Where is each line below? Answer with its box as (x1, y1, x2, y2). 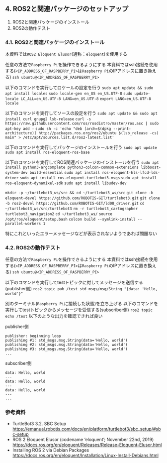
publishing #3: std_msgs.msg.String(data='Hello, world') (5, 347, 128, 352)
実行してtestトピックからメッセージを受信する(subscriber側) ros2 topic (5, 307, 153, 313)
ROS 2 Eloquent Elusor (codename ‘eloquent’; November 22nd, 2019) (12, 436, 154, 442)
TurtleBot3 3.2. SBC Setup (12, 420, 67, 427)
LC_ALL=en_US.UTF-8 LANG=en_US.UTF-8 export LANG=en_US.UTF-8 (20, 97, 152, 102)
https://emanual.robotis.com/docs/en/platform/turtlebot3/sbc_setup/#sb (12, 426, 161, 432)
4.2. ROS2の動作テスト (5, 244, 61, 251)
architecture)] (5, 131, 37, 136)
